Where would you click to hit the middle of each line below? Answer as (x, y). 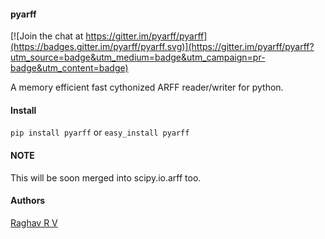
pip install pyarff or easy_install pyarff (100, 132)
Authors (28, 201)
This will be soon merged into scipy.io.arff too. (106, 177)
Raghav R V (34, 222)
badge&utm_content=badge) (69, 68)
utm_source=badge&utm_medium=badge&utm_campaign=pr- (138, 57)
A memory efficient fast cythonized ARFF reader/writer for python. (147, 87)
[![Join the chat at (47, 36)
